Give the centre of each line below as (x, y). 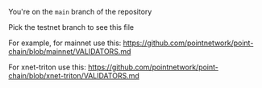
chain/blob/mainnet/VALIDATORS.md (70, 51)
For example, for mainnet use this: (65, 43)
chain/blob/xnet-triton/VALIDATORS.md (74, 75)
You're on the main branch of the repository (80, 12)
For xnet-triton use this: (47, 67)
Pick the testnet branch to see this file (71, 27)
